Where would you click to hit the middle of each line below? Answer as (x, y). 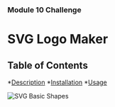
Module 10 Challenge (44, 10)
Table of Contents (48, 65)
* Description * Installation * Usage (57, 82)
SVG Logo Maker (58, 39)
